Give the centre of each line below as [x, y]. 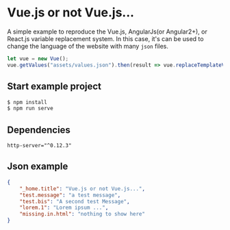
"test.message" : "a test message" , [70, 195]
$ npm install [27, 102]
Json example [38, 167]
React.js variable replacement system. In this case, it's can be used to [105, 38]
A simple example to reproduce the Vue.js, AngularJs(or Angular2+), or [107, 31]
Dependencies [39, 130]
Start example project [54, 87]
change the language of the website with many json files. [88, 46]
